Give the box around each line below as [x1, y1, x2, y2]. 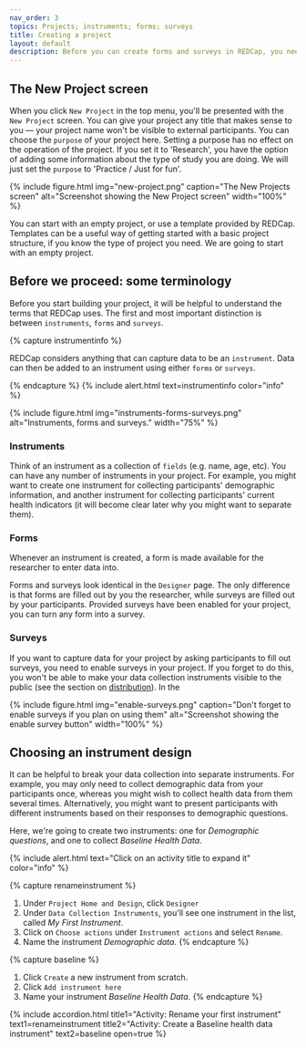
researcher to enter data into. [9, 562, 119, 573]
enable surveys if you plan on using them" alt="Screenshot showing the [9, 709, 280, 720]
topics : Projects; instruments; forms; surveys [9, 22, 194, 31]
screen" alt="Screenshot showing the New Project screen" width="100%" [9, 191, 287, 202]
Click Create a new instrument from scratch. [22, 972, 189, 983]
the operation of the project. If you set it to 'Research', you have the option [9, 143, 289, 155]
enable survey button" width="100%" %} [9, 718, 164, 730]
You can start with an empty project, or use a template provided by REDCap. [9, 218, 296, 229]
